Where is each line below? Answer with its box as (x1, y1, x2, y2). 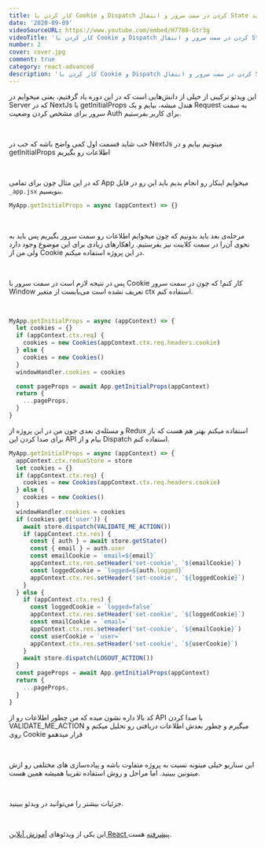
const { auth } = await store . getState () (29, 537, 168, 546)
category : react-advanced (9, 63, 94, 71)
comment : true (9, 56, 56, 64)
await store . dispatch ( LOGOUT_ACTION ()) (23, 654, 154, 662)
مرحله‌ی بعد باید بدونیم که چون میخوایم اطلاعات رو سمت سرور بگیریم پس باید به (9, 231, 245, 240)
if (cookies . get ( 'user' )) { (16, 515, 109, 523)
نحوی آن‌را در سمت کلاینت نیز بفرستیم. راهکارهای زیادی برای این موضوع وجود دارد (9, 239, 250, 249)
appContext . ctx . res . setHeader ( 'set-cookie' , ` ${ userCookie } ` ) (29, 639, 238, 648)
